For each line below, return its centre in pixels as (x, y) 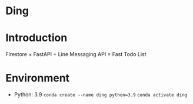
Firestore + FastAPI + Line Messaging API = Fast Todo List (76, 54)
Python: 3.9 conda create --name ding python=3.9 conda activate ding (101, 95)
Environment (38, 78)
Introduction (36, 38)
